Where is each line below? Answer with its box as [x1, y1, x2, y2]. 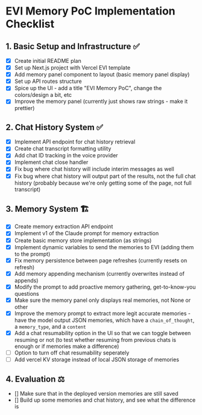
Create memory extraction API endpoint [14, 223, 113, 230]
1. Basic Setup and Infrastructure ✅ [5, 41, 140, 51]
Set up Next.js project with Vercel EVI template [14, 64, 131, 71]
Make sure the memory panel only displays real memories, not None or [14, 296, 191, 304]
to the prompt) [14, 250, 51, 258]
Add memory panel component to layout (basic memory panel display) [14, 71, 190, 78]
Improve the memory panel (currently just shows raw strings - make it [14, 98, 188, 105]
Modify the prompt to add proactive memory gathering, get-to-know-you [14, 283, 196, 290]
